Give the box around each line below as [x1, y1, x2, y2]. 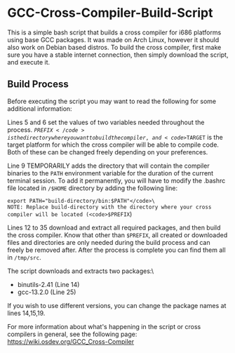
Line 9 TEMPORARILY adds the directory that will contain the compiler [7, 161, 210, 170]
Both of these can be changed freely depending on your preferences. [7, 147, 208, 156]
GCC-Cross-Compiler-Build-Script [7, 5, 213, 21]
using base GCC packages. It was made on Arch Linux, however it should [7, 35, 220, 44]
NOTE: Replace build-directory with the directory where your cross [7, 204, 212, 211]
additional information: [7, 104, 72, 113]
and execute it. [7, 58, 51, 66]
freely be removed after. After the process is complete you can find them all [7, 246, 226, 254]
